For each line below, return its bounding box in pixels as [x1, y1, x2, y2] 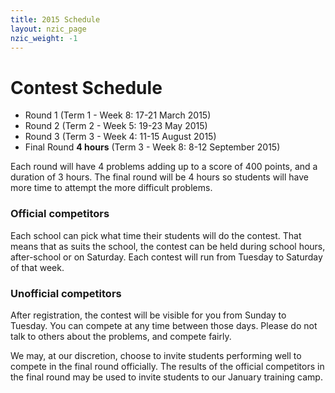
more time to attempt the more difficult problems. [10, 182, 213, 194]
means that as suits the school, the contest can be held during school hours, [10, 240, 326, 252]
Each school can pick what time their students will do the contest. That [10, 229, 302, 241]
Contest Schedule [10, 76, 163, 99]
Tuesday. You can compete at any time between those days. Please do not [10, 319, 318, 331]
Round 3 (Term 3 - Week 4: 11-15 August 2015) [24, 131, 217, 143]
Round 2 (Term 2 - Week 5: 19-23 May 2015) [24, 120, 208, 132]
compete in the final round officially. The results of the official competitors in [10, 360, 325, 372]
